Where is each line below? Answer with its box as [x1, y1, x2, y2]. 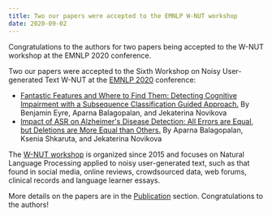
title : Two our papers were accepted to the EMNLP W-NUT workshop [8, 11, 238, 20]
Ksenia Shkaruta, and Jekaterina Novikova [19, 133, 162, 143]
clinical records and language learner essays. [8, 175, 161, 185]
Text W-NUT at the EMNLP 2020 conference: [44, 75, 196, 84]
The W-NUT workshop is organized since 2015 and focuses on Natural [8, 149, 245, 159]
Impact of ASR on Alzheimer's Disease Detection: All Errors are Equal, [19, 116, 254, 126]
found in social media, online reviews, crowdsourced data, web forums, [8, 166, 248, 176]
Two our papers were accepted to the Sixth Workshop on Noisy [8, 66, 221, 76]
